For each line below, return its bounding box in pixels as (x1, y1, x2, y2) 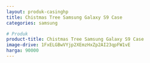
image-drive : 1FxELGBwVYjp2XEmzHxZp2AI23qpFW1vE (6, 42, 131, 48)
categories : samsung (6, 20, 58, 26)
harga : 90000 (6, 47, 39, 54)
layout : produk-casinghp (6, 8, 69, 15)
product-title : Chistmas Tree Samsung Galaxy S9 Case (6, 37, 145, 43)
